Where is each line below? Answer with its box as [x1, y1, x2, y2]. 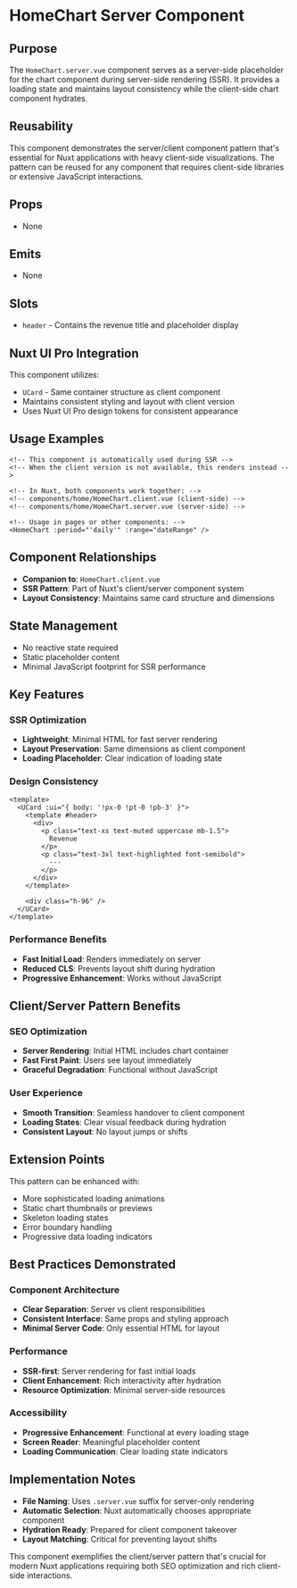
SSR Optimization [9, 714, 87, 726]
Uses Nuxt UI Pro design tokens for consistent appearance [21, 405, 239, 416]
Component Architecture [9, 1283, 120, 1296]
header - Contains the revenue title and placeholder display [21, 320, 239, 330]
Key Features [9, 687, 85, 702]
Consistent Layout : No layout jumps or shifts [21, 1126, 188, 1137]
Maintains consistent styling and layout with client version [21, 397, 235, 407]
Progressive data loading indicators [21, 1231, 153, 1241]
